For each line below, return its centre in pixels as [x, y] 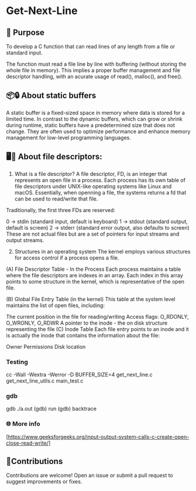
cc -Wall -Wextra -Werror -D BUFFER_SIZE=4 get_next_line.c [80, 374]
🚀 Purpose [25, 33]
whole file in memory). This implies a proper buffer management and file [93, 70]
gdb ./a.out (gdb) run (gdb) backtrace [51, 409]
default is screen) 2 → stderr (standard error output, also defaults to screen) [98, 227]
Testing [17, 362]
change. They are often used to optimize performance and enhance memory [98, 131]
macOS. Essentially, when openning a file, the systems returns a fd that [100, 192]
